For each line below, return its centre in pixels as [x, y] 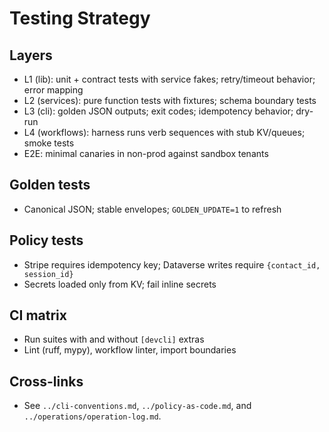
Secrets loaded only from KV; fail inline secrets [120, 284]
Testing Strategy [80, 18]
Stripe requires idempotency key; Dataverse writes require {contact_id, [172, 264]
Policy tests [46, 240]
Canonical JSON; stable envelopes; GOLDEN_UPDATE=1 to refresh [152, 209]
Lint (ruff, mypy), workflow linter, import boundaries [130, 350]
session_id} [48, 274]
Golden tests [50, 185]
